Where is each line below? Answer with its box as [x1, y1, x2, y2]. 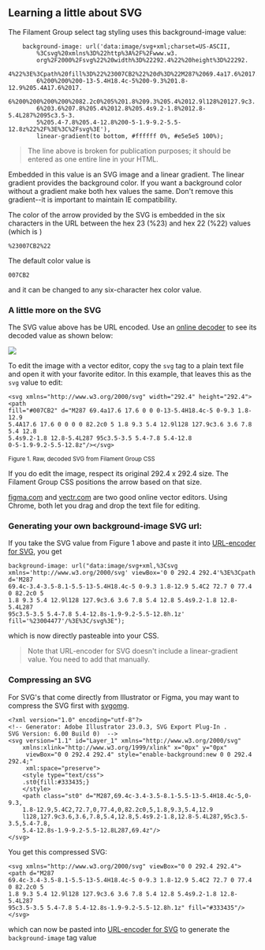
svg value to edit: [8, 378, 63, 387]
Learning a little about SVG [8, 6, 142, 20]
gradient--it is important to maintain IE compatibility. [8, 195, 177, 204]
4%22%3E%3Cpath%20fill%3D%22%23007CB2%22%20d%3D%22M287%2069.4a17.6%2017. [8, 70, 259, 78]
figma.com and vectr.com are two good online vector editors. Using [8, 493, 228, 502]
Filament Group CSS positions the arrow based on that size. [8, 477, 203, 487]
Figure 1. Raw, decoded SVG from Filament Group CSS [8, 455, 155, 464]
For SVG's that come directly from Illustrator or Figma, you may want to [8, 692, 240, 702]
